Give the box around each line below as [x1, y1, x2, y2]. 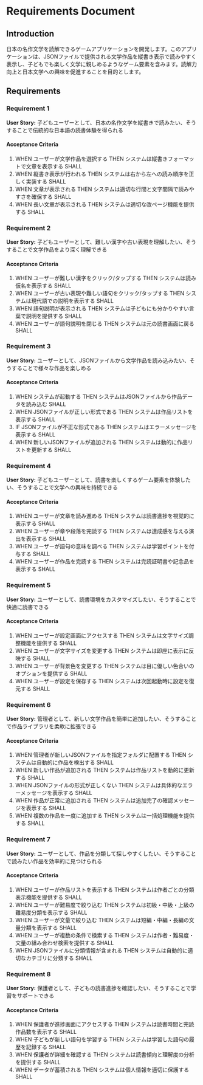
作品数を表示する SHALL [15, 1028, 77, 1036]
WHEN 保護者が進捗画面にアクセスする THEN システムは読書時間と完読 [15, 1021, 194, 1028]
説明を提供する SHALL [26, 312, 82, 320]
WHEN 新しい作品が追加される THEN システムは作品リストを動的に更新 [15, 766, 194, 774]
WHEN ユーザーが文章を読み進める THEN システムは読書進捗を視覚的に [15, 512, 194, 520]
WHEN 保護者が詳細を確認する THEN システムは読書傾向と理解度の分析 [15, 1051, 194, 1058]
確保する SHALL [31, 193, 72, 200]
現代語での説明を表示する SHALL [31, 297, 114, 305]
